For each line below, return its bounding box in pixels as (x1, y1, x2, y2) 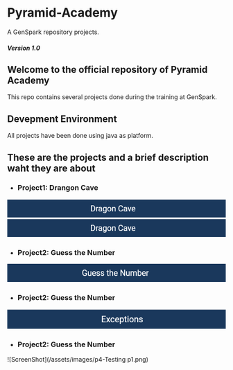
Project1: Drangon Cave (17, 183, 98, 193)
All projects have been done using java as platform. (7, 132, 154, 140)
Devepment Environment (7, 113, 117, 125)
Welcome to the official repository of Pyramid (7, 64, 208, 76)
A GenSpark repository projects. (7, 28, 99, 36)
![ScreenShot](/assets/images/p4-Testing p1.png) (7, 355, 149, 364)
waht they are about (7, 162, 96, 174)
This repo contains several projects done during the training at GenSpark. (7, 93, 217, 101)
